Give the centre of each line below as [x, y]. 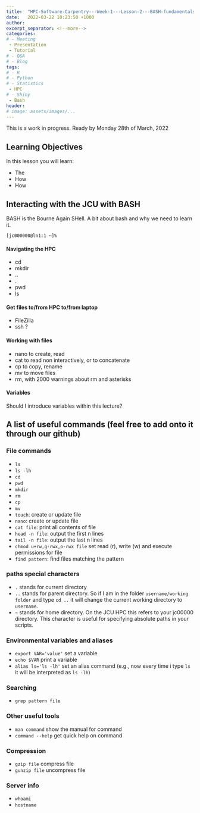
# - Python [20, 78]
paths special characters [43, 574]
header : [16, 106]
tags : [13, 67]
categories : [21, 34]
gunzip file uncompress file [50, 770]
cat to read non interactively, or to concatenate [72, 360]
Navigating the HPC [31, 249]
